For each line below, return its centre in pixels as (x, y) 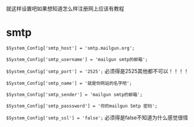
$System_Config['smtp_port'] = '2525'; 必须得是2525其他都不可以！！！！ (98, 71)
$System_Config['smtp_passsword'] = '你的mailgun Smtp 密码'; (82, 106)
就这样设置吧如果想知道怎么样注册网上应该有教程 (65, 8)
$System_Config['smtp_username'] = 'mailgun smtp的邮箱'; (77, 59)
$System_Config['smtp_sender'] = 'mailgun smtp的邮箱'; (74, 95)
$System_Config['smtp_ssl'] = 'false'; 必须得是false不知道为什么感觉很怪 (97, 117)
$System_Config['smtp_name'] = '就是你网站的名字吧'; (69, 83)
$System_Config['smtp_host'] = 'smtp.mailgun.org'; (70, 48)
